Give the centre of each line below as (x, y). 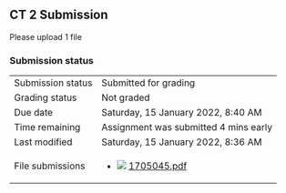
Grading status (46, 97)
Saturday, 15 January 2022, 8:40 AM (182, 113)
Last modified (43, 142)
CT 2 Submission (59, 15)
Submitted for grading (148, 83)
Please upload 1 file (46, 36)
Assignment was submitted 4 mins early (187, 127)
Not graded (126, 97)
